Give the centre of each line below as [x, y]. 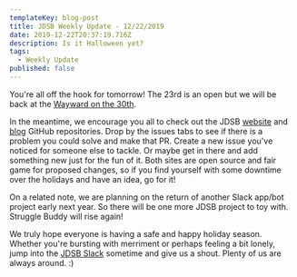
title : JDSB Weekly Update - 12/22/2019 [87, 26]
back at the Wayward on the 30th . [73, 104]
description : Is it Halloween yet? [77, 43]
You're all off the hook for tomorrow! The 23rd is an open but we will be [143, 94]
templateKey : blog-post [54, 18]
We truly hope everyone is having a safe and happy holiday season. [136, 233]
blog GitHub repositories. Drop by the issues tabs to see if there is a [136, 131]
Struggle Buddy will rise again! [67, 216]
